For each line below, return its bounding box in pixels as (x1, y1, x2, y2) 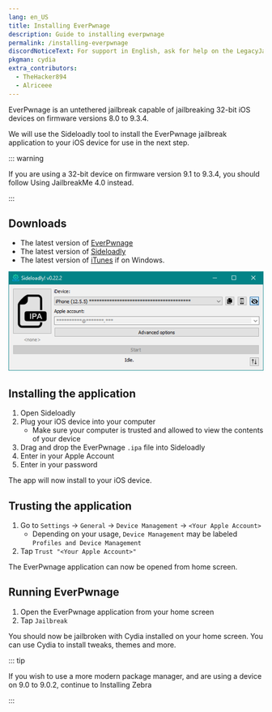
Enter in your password (19, 460, 98, 470)
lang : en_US (8, 13, 49, 21)
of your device (32, 434, 81, 444)
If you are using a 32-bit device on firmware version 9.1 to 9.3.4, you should (8, 168, 261, 178)
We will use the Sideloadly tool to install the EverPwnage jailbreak (8, 129, 227, 139)
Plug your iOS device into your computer (19, 417, 156, 427)
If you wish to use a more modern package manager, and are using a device (8, 671, 262, 680)
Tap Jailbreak (19, 616, 68, 625)
